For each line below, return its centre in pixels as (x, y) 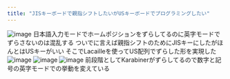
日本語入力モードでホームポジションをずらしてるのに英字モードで (127, 34)
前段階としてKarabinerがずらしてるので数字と (150, 60)
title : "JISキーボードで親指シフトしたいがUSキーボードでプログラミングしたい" (108, 13)
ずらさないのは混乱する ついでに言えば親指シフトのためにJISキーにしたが (112, 43)
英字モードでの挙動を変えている (65, 68)
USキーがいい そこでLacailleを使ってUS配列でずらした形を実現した (121, 51)
